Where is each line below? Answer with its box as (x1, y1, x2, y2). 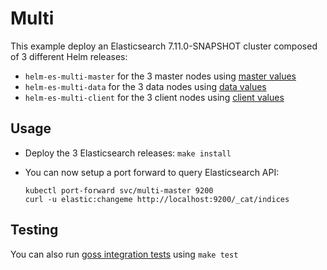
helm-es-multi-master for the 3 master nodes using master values (24, 70, 297, 82)
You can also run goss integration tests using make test (10, 248, 239, 260)
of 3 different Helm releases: (10, 50, 128, 62)
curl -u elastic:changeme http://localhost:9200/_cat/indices (24, 194, 290, 204)
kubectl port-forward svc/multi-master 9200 (24, 185, 214, 196)
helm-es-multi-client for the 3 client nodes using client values (24, 91, 285, 103)
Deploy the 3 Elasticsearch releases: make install (24, 147, 232, 159)
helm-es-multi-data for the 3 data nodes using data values (24, 80, 267, 92)
